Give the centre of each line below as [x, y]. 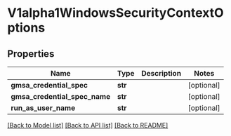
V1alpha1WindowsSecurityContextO [115, 13]
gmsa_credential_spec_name [61, 96]
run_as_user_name [43, 108]
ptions [26, 28]
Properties [31, 54]
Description [161, 73]
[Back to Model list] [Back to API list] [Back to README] [88, 125]
